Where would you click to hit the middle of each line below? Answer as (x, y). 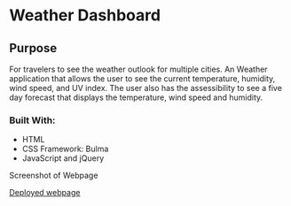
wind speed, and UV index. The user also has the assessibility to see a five (145, 88)
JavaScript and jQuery (63, 158)
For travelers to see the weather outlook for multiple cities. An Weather (138, 69)
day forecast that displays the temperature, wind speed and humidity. (136, 97)
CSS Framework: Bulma (65, 149)
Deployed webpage (45, 193)
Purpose (33, 48)
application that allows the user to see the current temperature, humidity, (142, 79)
